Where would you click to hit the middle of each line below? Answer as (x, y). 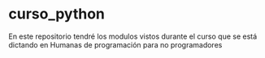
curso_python (57, 14)
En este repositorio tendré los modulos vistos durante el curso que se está (133, 36)
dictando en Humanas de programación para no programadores (115, 44)
